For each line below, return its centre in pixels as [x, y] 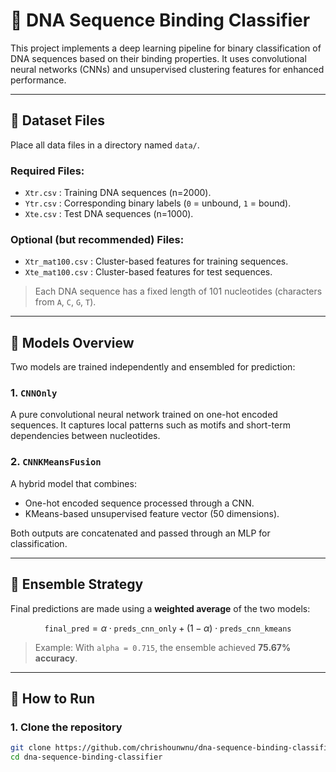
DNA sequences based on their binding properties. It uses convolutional [158, 58]
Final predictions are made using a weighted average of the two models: [160, 608]
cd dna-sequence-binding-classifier [86, 757]
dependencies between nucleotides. [85, 436]
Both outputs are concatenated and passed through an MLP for [140, 533]
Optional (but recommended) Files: [97, 239]
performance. [38, 80]
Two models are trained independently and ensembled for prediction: [153, 367]
